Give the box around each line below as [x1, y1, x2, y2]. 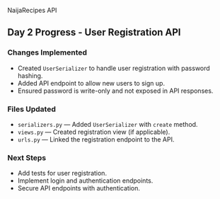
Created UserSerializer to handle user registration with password [17, 64, 210, 72]
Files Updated [7, 104, 57, 114]
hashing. [17, 71, 43, 80]
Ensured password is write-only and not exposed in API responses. [17, 86, 214, 95]
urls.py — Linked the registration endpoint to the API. [17, 135, 175, 144]
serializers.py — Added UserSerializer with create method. [17, 120, 198, 128]
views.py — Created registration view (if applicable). [17, 127, 170, 136]
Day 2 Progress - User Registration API [7, 26, 182, 38]
